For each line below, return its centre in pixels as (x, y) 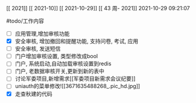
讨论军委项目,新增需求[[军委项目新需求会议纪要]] (75, 78)
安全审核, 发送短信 (38, 49)
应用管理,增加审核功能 (42, 34)
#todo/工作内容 (25, 21)
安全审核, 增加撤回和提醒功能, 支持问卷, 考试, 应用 (77, 41)
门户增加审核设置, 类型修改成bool (56, 56)
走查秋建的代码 (33, 93)
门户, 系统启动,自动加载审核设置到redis (63, 63)
